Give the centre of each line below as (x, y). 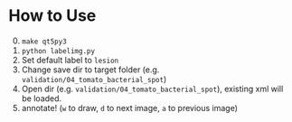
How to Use (52, 16)
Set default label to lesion (70, 60)
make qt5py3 (44, 42)
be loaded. (42, 98)
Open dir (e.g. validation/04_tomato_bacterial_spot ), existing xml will (152, 89)
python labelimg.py (58, 51)
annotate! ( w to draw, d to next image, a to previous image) (130, 108)
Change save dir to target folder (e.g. (90, 70)
